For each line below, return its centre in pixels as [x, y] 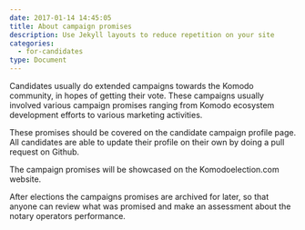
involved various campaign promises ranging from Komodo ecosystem [142, 105]
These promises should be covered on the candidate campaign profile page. [153, 132]
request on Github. [45, 152]
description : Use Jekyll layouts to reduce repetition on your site [142, 35]
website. [25, 179]
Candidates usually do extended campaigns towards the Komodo [132, 86]
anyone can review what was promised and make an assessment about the [150, 206]
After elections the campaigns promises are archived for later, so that [139, 197]
